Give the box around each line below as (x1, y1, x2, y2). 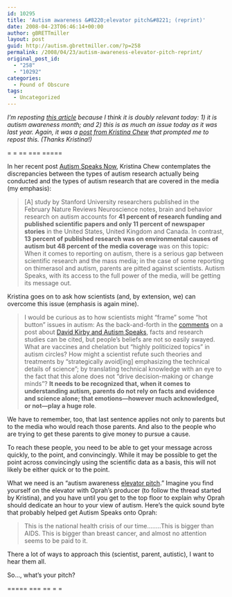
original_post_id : (7, 56, 60, 62)
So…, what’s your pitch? (7, 571, 75, 579)
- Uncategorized (13, 94, 60, 101)
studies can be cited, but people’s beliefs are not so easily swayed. (24, 335, 215, 344)
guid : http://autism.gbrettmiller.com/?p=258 (7, 42, 141, 49)
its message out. (24, 279, 71, 287)
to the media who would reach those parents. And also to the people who (7, 423, 217, 430)
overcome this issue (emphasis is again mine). (7, 300, 139, 308)
